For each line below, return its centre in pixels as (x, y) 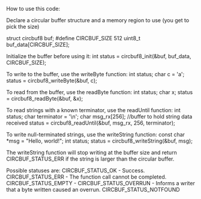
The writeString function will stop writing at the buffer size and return (91, 153)
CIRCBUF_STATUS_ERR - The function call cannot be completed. (86, 177)
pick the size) (23, 27)
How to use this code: (33, 9)
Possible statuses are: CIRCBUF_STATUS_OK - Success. (76, 171)
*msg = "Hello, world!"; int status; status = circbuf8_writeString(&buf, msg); (100, 141)
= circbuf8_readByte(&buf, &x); (45, 99)
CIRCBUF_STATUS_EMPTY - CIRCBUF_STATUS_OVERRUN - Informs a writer (100, 183)
